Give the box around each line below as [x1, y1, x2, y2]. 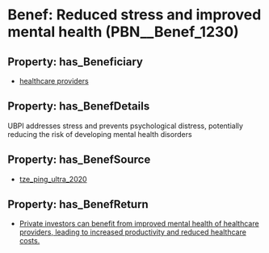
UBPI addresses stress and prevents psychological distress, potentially [7, 121, 244, 131]
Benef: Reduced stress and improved [7, 6, 262, 24]
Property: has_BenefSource [7, 153, 151, 167]
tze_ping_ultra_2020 [19, 174, 87, 184]
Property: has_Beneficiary [7, 55, 143, 68]
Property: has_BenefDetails [7, 99, 150, 114]
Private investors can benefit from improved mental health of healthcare [19, 219, 259, 229]
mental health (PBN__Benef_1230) [7, 23, 239, 41]
